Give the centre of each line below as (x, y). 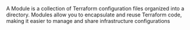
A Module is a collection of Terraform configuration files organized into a (95, 9)
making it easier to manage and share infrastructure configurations (88, 21)
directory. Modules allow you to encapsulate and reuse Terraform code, (94, 15)
